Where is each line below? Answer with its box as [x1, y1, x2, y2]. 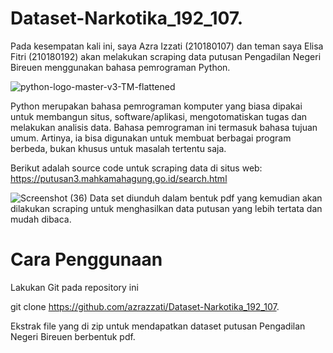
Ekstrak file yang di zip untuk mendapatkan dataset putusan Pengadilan [10, 320, 306, 332]
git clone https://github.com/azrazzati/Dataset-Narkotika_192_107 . [10, 300, 280, 312]
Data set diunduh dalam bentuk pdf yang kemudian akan [89, 192, 323, 204]
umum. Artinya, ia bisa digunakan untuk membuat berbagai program [10, 132, 292, 144]
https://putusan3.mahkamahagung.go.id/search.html [10, 172, 228, 184]
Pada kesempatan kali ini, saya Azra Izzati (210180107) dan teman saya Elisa [10, 40, 324, 52]
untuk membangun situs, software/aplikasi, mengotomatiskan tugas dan [10, 110, 308, 122]
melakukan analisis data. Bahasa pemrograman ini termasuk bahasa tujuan [10, 121, 318, 133]
